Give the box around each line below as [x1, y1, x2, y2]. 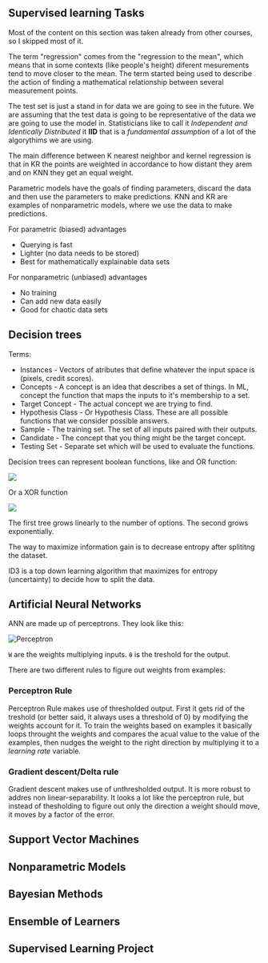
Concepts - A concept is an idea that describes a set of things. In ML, [19, 382, 250, 391]
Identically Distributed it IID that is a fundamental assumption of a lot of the [8, 126, 256, 136]
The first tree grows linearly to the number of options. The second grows [8, 518, 249, 528]
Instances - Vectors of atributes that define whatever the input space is [19, 364, 255, 375]
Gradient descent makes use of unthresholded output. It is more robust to [8, 784, 250, 794]
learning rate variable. [8, 746, 82, 756]
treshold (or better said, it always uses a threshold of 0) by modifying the [8, 712, 249, 721]
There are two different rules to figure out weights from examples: [8, 665, 226, 675]
